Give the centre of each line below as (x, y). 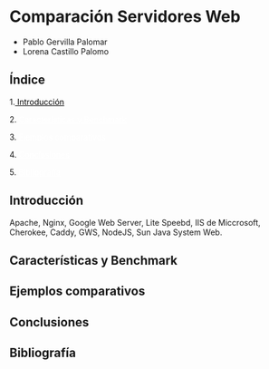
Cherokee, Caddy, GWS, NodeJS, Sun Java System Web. (116, 232)
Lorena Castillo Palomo (66, 51)
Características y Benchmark (94, 260)
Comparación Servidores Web (125, 17)
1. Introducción (37, 102)
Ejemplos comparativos (77, 291)
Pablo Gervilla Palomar (65, 42)
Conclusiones (49, 322)
